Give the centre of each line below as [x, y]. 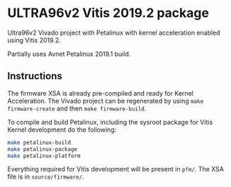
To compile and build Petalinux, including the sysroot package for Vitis [110, 122]
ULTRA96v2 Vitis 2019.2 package [108, 13]
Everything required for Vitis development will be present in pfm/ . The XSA [116, 169]
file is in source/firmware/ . [46, 177]
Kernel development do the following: [62, 130]
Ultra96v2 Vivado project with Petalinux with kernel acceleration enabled [114, 33]
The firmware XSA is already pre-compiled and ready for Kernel [100, 93]
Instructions [35, 76]
